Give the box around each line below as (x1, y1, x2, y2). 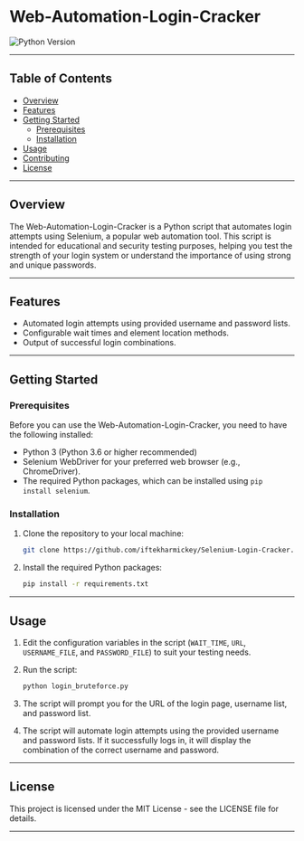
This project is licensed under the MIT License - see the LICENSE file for (9, 803, 279, 814)
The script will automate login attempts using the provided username (22, 725, 280, 736)
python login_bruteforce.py (22, 681, 128, 691)
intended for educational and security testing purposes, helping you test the (9, 240, 293, 250)
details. (9, 812, 37, 824)
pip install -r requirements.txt (22, 580, 149, 589)
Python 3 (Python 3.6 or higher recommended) (22, 447, 197, 458)
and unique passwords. (9, 260, 97, 270)
